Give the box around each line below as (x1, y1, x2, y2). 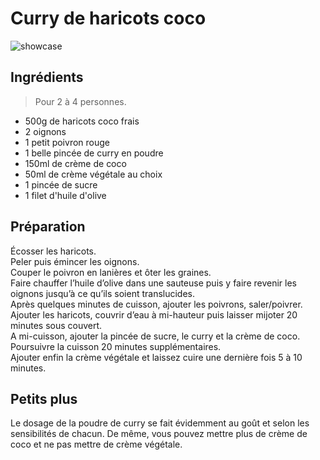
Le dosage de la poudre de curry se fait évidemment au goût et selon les (10, 417, 310, 429)
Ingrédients (10, 69, 84, 86)
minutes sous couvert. (10, 319, 103, 331)
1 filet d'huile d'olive (24, 189, 107, 201)
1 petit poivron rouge (24, 136, 110, 148)
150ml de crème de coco (24, 157, 127, 169)
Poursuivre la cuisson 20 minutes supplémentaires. (10, 340, 222, 352)
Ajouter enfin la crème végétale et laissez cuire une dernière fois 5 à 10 (10, 351, 303, 363)
